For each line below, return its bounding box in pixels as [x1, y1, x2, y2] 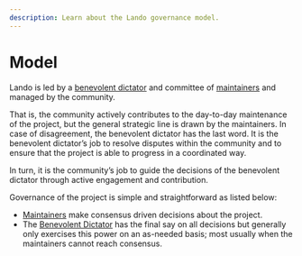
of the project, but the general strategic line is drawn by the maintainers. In [9, 118, 287, 129]
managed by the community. [9, 91, 115, 102]
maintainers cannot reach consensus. [22, 238, 162, 249]
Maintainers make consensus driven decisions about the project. [22, 209, 263, 220]
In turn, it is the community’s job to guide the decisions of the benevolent [9, 164, 280, 176]
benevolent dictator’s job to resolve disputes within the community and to [9, 137, 282, 149]
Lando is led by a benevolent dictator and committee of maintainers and [9, 82, 277, 93]
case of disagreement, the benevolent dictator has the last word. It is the [9, 128, 279, 139]
